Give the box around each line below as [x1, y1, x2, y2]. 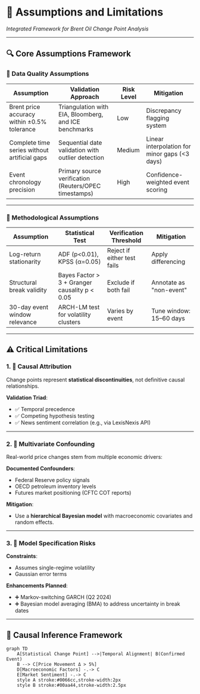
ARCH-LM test [58, 303, 100, 311]
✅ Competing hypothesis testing [14, 412, 95, 420]
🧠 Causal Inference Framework [6, 630, 123, 640]
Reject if [107, 246, 130, 254]
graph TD [6, 646, 28, 652]
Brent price [9, 103, 40, 111]
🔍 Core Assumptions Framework [6, 49, 131, 59]
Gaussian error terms [14, 570, 67, 578]
